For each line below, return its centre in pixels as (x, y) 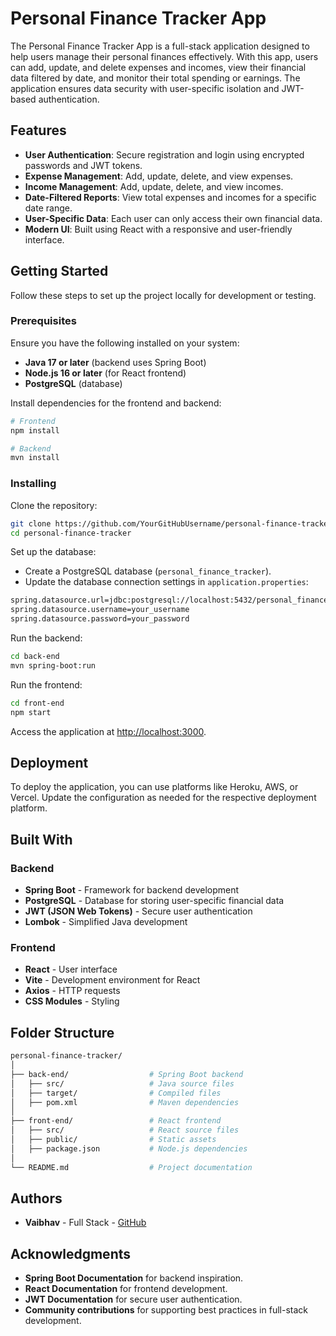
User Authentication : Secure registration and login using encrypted (164, 154)
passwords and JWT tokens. (83, 165)
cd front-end (37, 703)
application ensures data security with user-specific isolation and (145, 88)
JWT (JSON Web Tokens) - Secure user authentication (138, 911)
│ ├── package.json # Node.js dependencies (129, 1148)
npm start (31, 712)
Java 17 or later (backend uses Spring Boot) (115, 362)
